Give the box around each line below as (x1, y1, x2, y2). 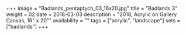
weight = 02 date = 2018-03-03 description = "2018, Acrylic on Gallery (6, 11, 177, 18)
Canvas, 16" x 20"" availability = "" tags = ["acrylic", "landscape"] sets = (6, 17, 181, 24)
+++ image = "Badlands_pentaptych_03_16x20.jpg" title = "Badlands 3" (6, 5, 178, 11)
